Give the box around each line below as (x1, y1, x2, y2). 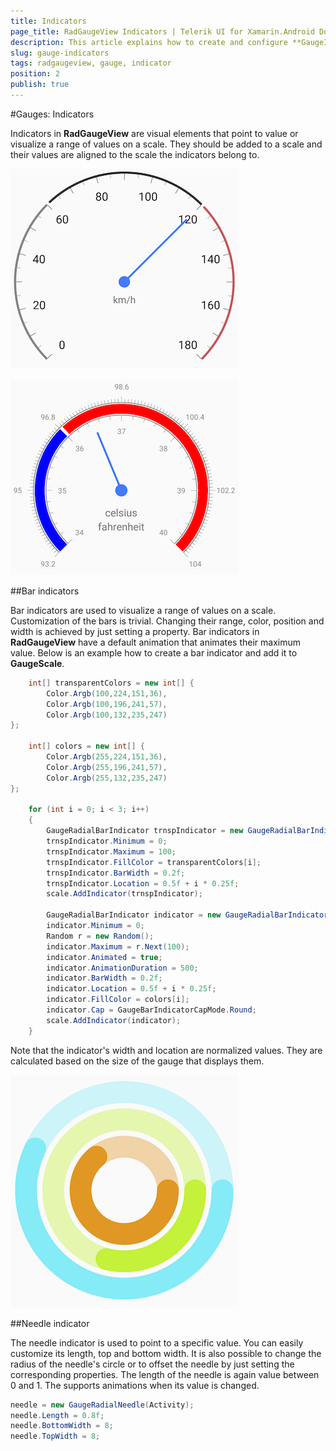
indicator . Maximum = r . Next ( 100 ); (46, 941, 190, 952)
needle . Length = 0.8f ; (10, 1410, 105, 1420)
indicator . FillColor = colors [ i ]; (46, 995, 190, 1005)
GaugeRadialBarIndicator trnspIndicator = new (46, 826, 244, 836)
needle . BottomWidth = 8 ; (10, 1421, 114, 1431)
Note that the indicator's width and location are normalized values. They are (10, 1044, 323, 1056)
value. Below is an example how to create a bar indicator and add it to (10, 646, 298, 659)
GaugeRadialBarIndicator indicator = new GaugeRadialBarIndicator (46, 910, 329, 920)
